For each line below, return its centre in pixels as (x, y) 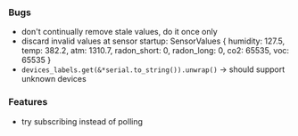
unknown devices (54, 79)
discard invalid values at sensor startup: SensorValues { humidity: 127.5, (153, 41)
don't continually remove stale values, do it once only (119, 32)
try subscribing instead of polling (82, 121)
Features (28, 102)
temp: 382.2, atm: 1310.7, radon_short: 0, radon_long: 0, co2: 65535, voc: (155, 51)
